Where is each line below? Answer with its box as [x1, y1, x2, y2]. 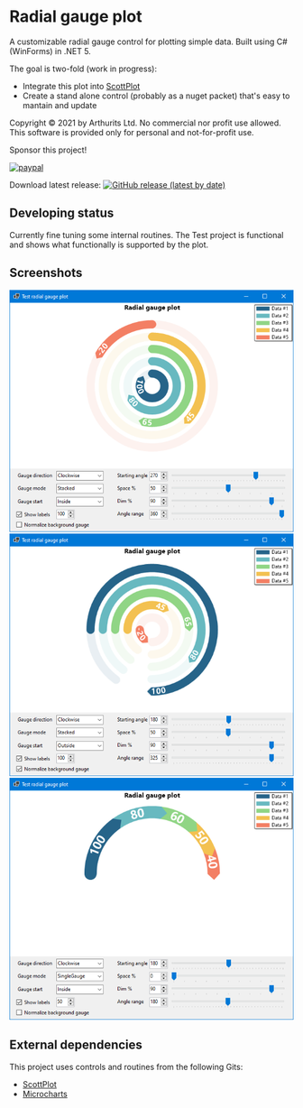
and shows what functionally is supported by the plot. [9, 239, 209, 250]
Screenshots [9, 265, 83, 281]
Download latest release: [9, 179, 102, 190]
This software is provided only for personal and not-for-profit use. [9, 126, 254, 137]
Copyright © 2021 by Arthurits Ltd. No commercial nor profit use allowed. [9, 117, 281, 128]
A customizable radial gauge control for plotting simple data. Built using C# [9, 36, 289, 47]
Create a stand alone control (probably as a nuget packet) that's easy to [22, 90, 290, 101]
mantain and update [22, 99, 97, 110]
